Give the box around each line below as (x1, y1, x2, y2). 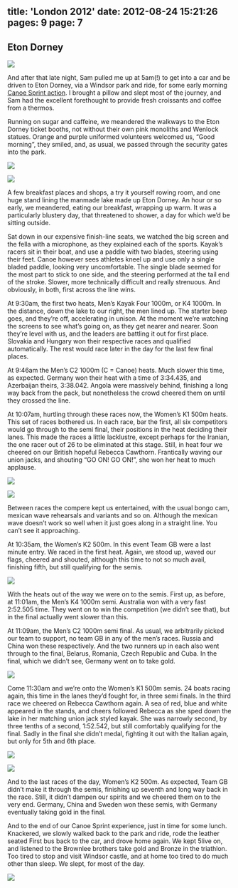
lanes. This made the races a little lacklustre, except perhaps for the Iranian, (7, 433, 229, 441)
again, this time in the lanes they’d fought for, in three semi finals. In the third (7, 691, 231, 701)
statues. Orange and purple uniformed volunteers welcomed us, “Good (7, 133, 215, 141)
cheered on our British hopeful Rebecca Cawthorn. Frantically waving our (7, 448, 222, 457)
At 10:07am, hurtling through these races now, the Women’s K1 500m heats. (7, 410, 229, 419)
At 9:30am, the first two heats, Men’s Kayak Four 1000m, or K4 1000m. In (7, 299, 222, 308)
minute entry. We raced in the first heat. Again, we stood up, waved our (7, 548, 217, 557)
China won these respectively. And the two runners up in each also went (7, 641, 220, 651)
